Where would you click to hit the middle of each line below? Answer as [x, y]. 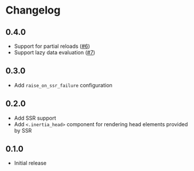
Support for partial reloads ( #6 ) [52, 46]
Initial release [30, 163]
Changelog [33, 10]
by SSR [23, 130]
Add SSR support [35, 118]
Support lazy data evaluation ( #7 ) [55, 52]
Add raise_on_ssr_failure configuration [63, 85]
